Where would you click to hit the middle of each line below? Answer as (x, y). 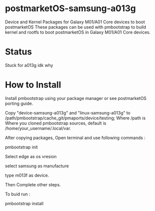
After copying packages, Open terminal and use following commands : (75, 138)
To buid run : (18, 194)
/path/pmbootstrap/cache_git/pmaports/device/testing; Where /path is (75, 118)
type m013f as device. (27, 175)
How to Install (33, 85)
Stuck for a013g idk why (29, 65)
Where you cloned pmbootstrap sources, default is (56, 123)
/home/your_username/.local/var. (38, 128)
